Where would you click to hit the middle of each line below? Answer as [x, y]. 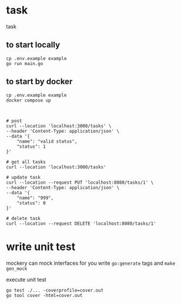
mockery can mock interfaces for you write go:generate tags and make [90, 263]
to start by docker [39, 82]
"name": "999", [35, 198]
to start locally [33, 45]
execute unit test [26, 279]
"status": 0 [31, 203]
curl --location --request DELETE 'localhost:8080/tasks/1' [81, 224]
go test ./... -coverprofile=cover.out [55, 290]
